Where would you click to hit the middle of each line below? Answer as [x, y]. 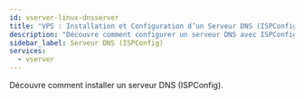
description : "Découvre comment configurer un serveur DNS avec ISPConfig [153, 34]
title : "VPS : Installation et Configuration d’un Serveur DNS [131, 26]
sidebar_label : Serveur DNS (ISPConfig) [87, 43]
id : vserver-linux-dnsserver [64, 18]
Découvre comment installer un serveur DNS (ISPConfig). [116, 85]
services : [28, 51]
